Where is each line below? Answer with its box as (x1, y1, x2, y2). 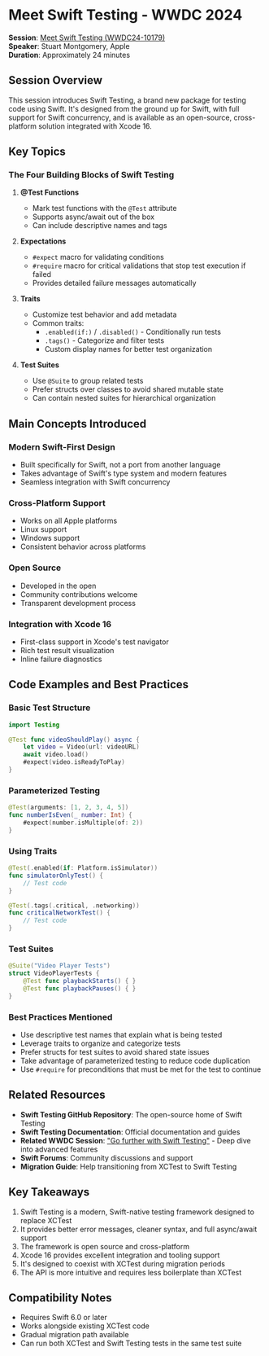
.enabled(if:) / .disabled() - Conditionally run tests (44, 327, 222, 337)
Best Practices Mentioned (8, 1012, 113, 1023)
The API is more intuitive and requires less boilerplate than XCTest (20, 1267, 242, 1277)
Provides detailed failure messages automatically (32, 279, 197, 288)
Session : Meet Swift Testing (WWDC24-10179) (8, 33, 166, 42)
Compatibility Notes (8, 1291, 112, 1305)
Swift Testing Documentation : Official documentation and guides (20, 1126, 241, 1137)
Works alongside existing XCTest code (20, 1321, 150, 1331)
